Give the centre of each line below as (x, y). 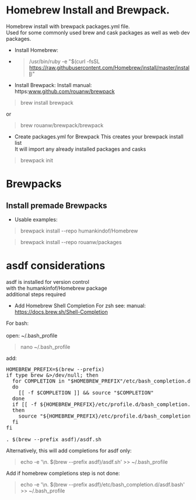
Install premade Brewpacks (57, 205)
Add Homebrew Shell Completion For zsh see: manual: (80, 305)
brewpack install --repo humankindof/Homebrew (79, 231)
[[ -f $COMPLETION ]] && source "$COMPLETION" (86, 393)
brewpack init (37, 160)
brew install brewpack (47, 102)
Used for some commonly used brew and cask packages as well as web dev (98, 32)
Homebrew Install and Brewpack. (88, 10)
